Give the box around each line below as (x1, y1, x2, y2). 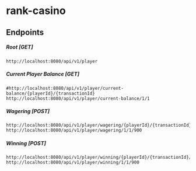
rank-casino (6, 4, 66, 18)
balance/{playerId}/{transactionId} (6, 90, 95, 96)
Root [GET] (6, 44, 33, 51)
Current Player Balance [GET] (6, 71, 80, 78)
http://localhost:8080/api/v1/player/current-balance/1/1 (6, 95, 150, 102)
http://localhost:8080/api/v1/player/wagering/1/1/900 (6, 127, 142, 134)
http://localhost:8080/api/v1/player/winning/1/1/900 (6, 159, 140, 166)
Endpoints (6, 27, 44, 37)
